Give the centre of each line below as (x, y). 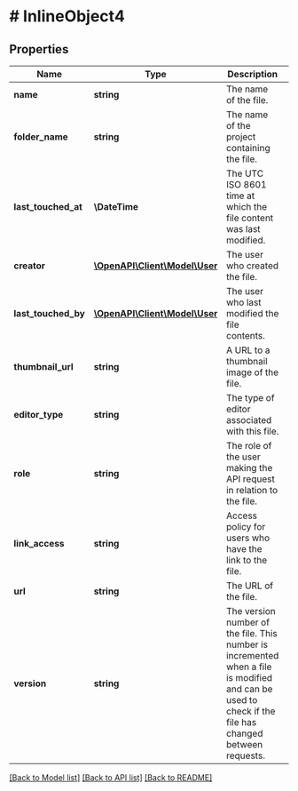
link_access (39, 543)
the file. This (251, 633)
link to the (247, 560)
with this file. (252, 431)
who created (252, 266)
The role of (249, 446)
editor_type (39, 415)
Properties (39, 49)
